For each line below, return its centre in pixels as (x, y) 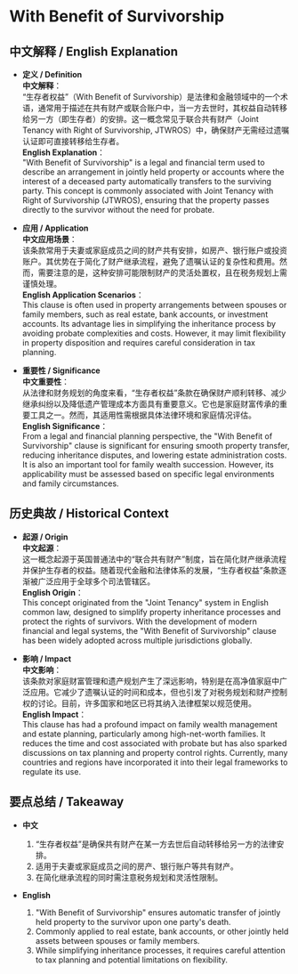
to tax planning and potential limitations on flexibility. (132, 960)
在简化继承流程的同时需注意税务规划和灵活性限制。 (129, 877)
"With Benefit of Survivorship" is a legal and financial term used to (143, 162)
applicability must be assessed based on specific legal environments (148, 474)
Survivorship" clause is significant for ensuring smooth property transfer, (156, 446)
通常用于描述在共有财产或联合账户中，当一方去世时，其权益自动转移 (162, 108)
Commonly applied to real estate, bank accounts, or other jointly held (162, 931)
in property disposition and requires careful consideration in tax (139, 343)
